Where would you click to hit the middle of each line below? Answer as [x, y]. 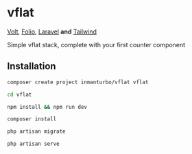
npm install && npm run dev [47, 107]
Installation [32, 66]
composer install [32, 119]
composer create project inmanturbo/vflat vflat [78, 82]
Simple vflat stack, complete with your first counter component [96, 44]
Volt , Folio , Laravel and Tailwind [52, 31]
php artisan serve [33, 144]
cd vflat [20, 94]
